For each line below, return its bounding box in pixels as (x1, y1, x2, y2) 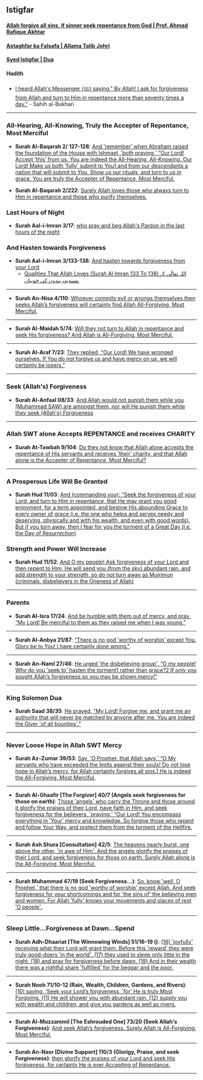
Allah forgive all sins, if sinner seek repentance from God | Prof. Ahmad (6, 21, 188, 29)
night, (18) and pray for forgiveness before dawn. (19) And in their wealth (14, 957, 196, 964)
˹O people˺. (14, 903, 43, 910)
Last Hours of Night (6, 208, 65, 217)
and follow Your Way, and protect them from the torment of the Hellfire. (14, 823, 193, 831)
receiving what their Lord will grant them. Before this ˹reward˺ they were (14, 944, 194, 952)
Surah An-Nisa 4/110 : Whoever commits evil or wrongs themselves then (14, 295, 196, 302)
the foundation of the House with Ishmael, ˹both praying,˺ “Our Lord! (14, 149, 184, 156)
